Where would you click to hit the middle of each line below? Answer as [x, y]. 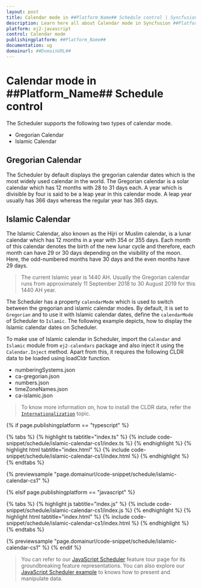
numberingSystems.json [45, 370]
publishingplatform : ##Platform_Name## [56, 40]
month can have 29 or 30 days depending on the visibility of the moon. [94, 253]
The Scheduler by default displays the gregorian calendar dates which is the [101, 175]
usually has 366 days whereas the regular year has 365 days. [82, 200]
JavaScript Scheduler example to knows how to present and [95, 572]
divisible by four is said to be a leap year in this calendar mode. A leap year [99, 194]
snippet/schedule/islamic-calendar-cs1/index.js [65, 510]
